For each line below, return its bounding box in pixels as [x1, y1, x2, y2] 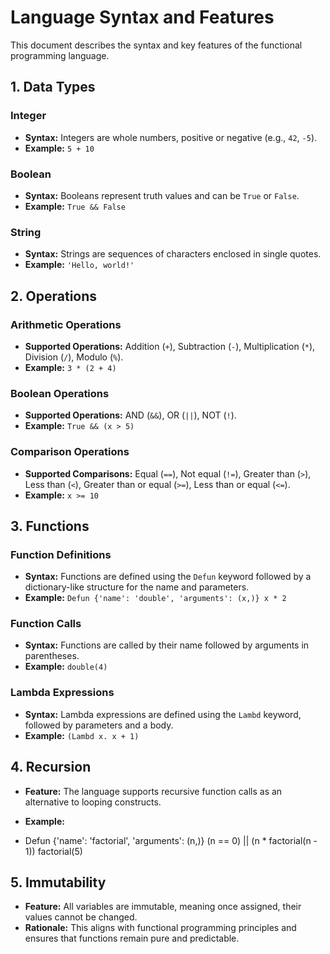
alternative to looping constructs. [24, 796, 162, 808]
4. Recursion [10, 759, 92, 776]
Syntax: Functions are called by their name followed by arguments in [24, 639, 310, 651]
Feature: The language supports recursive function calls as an [24, 785, 283, 797]
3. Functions [10, 517, 90, 535]
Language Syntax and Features [10, 6, 275, 29]
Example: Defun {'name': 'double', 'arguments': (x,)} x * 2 [24, 592, 287, 604]
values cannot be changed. [24, 911, 138, 923]
